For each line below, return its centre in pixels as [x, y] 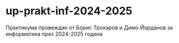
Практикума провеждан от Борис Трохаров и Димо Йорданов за [89, 27]
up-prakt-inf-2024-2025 [69, 11]
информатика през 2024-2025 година [54, 33]
